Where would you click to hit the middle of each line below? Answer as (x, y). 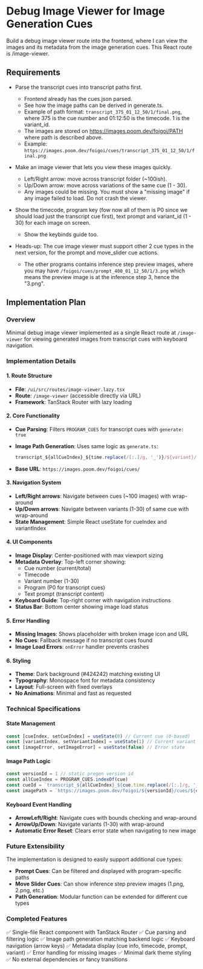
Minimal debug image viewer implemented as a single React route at (91, 333)
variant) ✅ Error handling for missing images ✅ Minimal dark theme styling (99, 952)
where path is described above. (63, 137)
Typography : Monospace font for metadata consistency (85, 680)
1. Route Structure (29, 375)
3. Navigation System (34, 483)
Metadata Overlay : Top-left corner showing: (70, 562)
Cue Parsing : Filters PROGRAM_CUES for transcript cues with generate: (99, 429)
